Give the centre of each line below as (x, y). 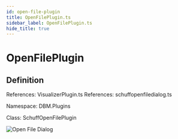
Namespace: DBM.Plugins (38, 106)
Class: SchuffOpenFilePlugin (41, 118)
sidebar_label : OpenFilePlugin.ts (49, 23)
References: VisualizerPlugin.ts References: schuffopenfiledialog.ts (89, 95)
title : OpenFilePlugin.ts (38, 17)
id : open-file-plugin (33, 12)
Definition (25, 80)
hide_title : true (28, 28)
